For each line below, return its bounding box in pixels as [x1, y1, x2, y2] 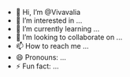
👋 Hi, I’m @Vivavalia [15, 8, 81, 16]
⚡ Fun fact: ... [15, 61, 59, 71]
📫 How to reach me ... [15, 42, 89, 50]
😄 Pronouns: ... [15, 53, 67, 62]
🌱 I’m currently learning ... [15, 24, 100, 33]
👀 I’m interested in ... [15, 16, 83, 25]
